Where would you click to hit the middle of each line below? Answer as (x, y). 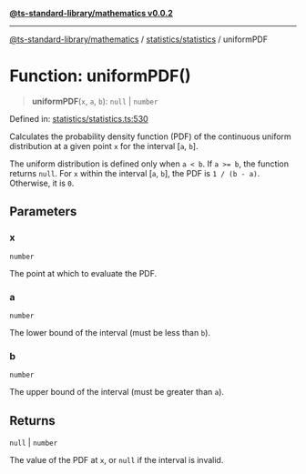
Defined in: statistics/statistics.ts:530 (79, 118)
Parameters (43, 212)
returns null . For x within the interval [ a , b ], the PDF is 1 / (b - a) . (135, 173)
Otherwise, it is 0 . (42, 183)
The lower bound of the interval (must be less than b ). (110, 332)
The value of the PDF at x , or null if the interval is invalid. (117, 460)
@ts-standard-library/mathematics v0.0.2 (91, 13)
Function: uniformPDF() (100, 76)
